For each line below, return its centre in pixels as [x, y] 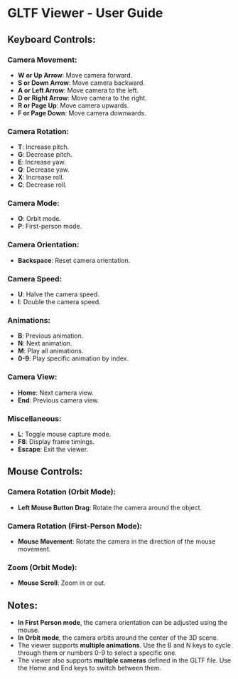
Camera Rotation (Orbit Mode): [61, 492]
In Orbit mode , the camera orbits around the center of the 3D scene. [118, 638]
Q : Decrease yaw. [43, 170]
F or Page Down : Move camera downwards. [82, 113]
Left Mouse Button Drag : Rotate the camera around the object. [110, 507]
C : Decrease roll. [42, 185]
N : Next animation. [45, 343]
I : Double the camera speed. [59, 302]
